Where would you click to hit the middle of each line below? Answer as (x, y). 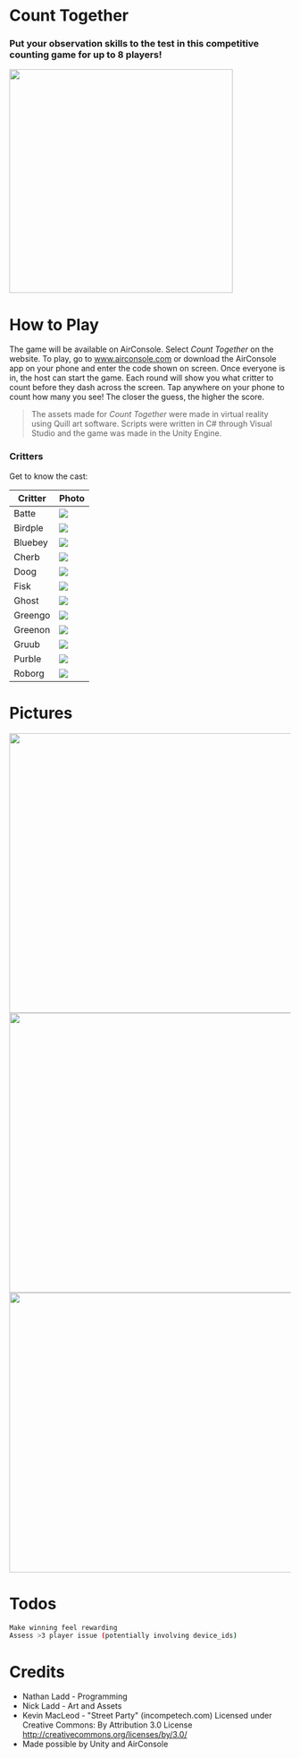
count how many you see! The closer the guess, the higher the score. (137, 397)
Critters (26, 457)
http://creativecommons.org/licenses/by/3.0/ (104, 1735)
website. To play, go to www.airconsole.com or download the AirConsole (143, 359)
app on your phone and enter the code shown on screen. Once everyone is (147, 369)
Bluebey (31, 542)
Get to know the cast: (49, 476)
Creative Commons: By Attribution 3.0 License (107, 1725)
